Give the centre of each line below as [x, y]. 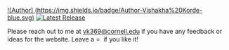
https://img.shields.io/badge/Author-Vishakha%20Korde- [120, 10]
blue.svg [20, 18]
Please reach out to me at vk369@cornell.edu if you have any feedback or [115, 31]
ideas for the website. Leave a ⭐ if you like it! [73, 39]
